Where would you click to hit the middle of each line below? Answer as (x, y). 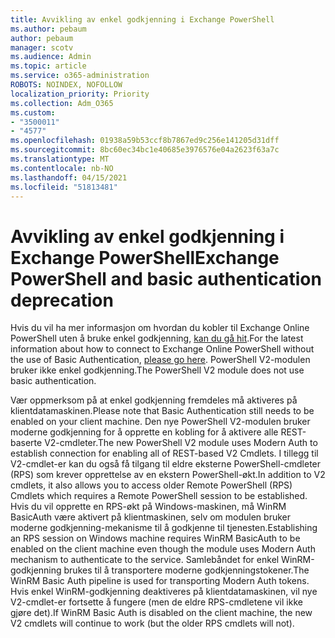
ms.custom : (33, 112)
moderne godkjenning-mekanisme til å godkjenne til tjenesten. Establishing (164, 528)
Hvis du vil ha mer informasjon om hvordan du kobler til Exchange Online (160, 328)
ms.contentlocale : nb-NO (62, 168)
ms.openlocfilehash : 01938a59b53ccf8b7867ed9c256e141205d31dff (145, 141)
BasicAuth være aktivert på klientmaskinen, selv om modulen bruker (150, 517)
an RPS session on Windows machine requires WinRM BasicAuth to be (155, 538)
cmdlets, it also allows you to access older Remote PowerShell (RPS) (151, 485)
